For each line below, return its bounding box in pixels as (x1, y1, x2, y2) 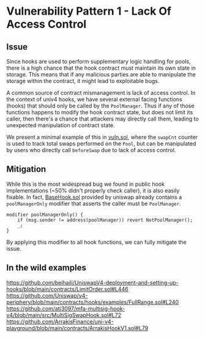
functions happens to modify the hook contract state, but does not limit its (6, 109, 193, 116)
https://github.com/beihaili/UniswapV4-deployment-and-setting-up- (6, 279, 179, 286)
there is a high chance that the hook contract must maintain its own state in (6, 64, 196, 72)
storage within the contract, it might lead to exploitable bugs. (6, 78, 160, 84)
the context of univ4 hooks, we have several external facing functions (6, 96, 182, 103)
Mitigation (6, 164, 47, 175)
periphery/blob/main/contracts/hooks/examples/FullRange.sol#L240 (6, 298, 179, 306)
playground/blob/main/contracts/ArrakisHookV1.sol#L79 (6, 324, 149, 331)
